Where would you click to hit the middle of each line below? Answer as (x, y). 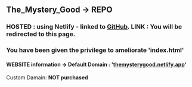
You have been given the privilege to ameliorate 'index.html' (95, 50)
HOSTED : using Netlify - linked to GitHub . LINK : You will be (94, 27)
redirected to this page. (41, 34)
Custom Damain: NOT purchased (47, 77)
